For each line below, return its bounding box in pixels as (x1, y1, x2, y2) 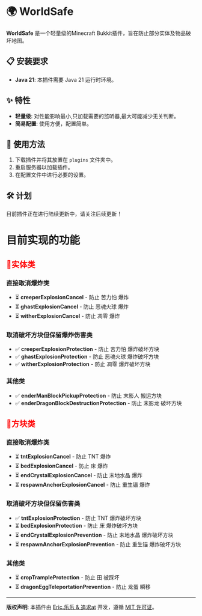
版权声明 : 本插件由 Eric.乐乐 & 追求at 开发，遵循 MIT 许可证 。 (6, 603, 158, 611)
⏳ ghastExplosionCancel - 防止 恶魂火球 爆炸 (14, 303, 129, 310)
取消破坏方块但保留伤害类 (6, 499, 81, 508)
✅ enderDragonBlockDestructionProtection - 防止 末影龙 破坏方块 (14, 399, 182, 406)
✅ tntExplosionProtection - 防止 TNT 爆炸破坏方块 (14, 514, 141, 522)
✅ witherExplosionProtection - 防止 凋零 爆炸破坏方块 (14, 361, 151, 368)
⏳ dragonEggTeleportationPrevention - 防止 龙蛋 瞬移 (14, 583, 151, 590)
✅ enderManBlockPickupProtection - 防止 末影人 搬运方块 (14, 392, 162, 399)
